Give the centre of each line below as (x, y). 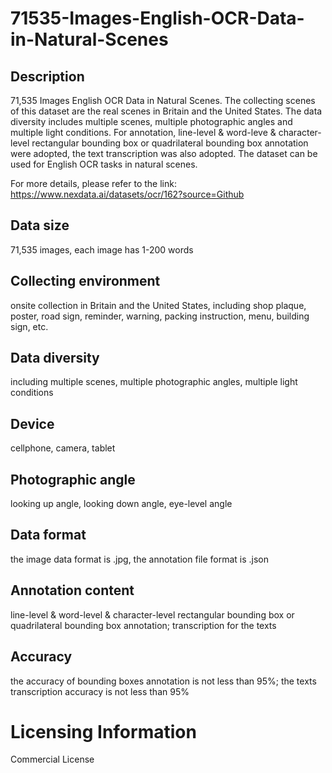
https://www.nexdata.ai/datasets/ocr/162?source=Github (127, 194)
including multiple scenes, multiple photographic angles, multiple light (154, 382)
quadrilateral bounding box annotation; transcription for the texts (143, 625)
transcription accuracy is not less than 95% (100, 691)
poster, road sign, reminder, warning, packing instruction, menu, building (160, 316)
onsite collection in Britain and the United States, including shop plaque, (158, 305)
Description (47, 76)
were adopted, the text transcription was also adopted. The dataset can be (164, 153)
